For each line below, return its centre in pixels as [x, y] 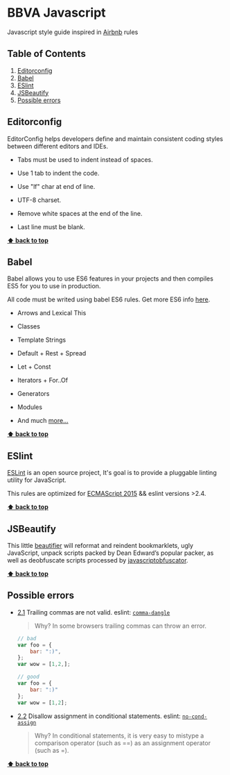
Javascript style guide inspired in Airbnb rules [73, 32]
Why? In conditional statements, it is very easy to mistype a [119, 735]
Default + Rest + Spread [52, 353]
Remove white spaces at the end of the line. [80, 213]
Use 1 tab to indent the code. [58, 173]
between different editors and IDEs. [58, 146]
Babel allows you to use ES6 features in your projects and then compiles [110, 278]
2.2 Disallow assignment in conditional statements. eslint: [99, 716]
